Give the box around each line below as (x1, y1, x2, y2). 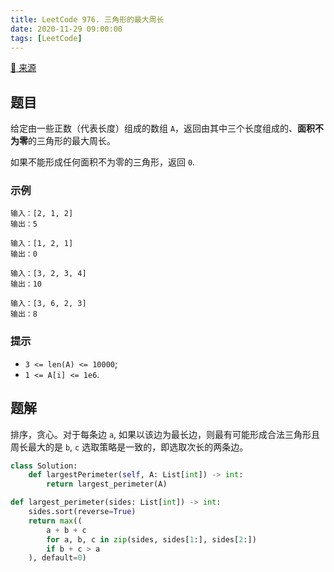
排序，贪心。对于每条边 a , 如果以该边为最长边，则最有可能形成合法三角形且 (10, 428, 321, 440)
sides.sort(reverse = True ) (28, 507, 137, 517)
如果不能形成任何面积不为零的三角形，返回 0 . (10, 156, 196, 168)
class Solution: (10, 461, 78, 471)
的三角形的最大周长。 (28, 135, 116, 147)
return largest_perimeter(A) (46, 479, 168, 490)
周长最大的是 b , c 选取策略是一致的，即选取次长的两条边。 (10, 441, 249, 453)
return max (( (28, 516, 83, 526)
